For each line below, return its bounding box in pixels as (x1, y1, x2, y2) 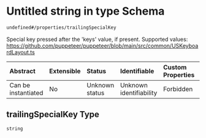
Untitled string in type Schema (6, 4, 165, 18)
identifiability (120, 89, 158, 97)
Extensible (48, 67, 81, 75)
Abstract (9, 67, 36, 75)
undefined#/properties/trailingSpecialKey (6, 24, 116, 31)
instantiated (9, 89, 44, 97)
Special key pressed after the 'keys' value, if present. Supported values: (6, 35, 188, 43)
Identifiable (120, 67, 154, 75)
